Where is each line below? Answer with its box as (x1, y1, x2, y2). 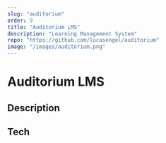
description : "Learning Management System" (7, 30, 138, 38)
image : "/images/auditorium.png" (7, 43, 106, 50)
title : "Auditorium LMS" (7, 23, 81, 30)
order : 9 (7, 17, 33, 24)
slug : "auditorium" (7, 10, 65, 18)
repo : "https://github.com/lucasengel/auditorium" (7, 37, 160, 44)
